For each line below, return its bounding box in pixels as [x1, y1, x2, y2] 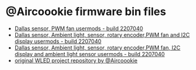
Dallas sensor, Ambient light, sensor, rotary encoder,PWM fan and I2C [14, 31, 190, 38]
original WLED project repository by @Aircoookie [14, 57, 138, 64]
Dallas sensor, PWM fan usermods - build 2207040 [14, 25, 144, 32]
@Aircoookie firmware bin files [5, 5, 167, 19]
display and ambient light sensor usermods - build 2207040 [14, 50, 165, 57]
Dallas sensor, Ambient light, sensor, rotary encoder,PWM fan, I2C [14, 44, 181, 51]
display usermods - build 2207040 [14, 37, 102, 45]
